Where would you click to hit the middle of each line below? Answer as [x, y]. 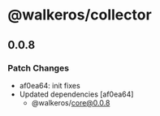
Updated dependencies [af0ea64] [76, 94]
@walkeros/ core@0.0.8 [71, 102]
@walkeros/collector [80, 15]
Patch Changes [39, 68]
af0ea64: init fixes [50, 85]
